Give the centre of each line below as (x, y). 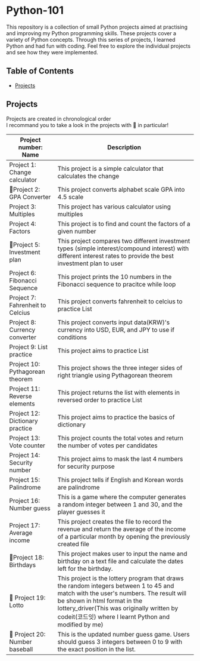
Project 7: (23, 297)
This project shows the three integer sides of (120, 368)
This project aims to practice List (103, 351)
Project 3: (23, 207)
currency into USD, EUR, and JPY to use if (116, 330)
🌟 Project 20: (27, 634)
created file (73, 544)
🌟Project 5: (25, 244)
